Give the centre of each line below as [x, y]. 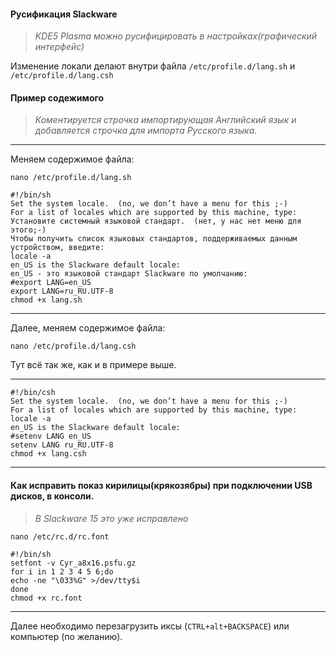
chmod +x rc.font [46, 598]
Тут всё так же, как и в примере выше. [93, 365]
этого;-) [28, 230]
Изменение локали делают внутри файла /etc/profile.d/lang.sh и [153, 66]
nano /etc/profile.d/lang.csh [73, 346]
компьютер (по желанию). [66, 636]
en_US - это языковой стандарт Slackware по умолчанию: [129, 274]
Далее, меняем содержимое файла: [88, 328]
